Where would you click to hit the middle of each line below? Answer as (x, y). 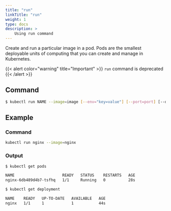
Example (19, 118)
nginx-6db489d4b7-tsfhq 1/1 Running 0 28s (70, 180)
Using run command (34, 34)
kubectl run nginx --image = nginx (41, 143)
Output (14, 156)
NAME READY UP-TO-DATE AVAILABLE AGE (55, 199)
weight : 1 (16, 19)
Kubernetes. (18, 59)
